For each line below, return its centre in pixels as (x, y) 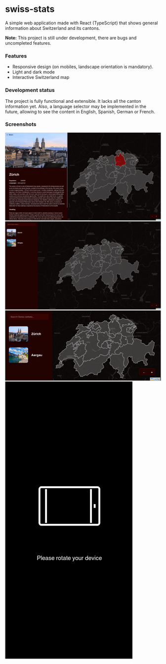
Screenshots (21, 124)
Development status (30, 90)
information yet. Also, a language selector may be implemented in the (76, 106)
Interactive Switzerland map (41, 77)
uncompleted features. (28, 43)
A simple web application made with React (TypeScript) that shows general (82, 23)
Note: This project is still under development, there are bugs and (71, 38)
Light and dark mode (34, 72)
